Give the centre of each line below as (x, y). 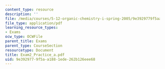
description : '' (22, 14)
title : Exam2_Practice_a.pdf (35, 55)
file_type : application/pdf (34, 23)
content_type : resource (29, 9)
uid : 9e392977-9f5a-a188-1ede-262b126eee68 (50, 59)
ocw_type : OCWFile (24, 37)
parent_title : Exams (26, 41)
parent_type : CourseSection (34, 46)
